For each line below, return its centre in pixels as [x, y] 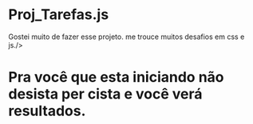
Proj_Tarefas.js [59, 15]
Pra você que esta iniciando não [116, 77]
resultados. [47, 111]
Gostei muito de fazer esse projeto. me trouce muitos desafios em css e [126, 37]
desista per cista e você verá [105, 94]
